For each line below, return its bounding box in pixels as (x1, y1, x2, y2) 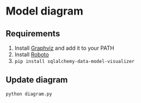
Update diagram (5, 75, 68, 85)
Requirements (5, 28, 60, 39)
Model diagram (5, 4, 83, 18)
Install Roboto (14, 51, 49, 58)
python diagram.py (5, 91, 52, 97)
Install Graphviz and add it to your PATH (14, 44, 115, 51)
